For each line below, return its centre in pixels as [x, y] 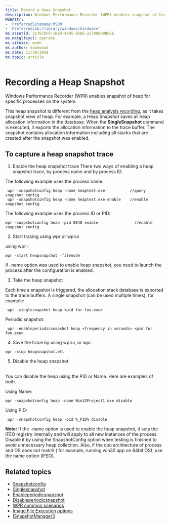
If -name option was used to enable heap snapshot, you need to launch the [83, 265]
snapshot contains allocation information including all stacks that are [77, 133]
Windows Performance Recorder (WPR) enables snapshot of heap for [78, 96]
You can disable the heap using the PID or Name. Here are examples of [79, 376]
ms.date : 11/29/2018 [27, 52]
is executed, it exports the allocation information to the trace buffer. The [80, 128]
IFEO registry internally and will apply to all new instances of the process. [82, 434]
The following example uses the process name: [54, 182]
